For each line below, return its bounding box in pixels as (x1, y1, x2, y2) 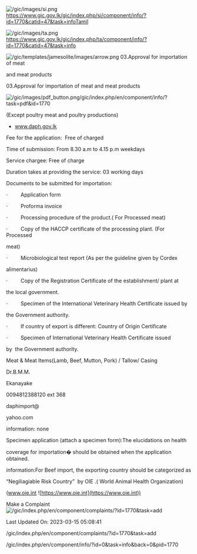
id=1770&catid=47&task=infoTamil (6, 18, 89, 25)
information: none (6, 425, 49, 432)
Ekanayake (6, 380, 33, 386)
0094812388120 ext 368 (6, 391, 66, 398)
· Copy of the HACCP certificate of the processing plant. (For (6, 225, 165, 232)
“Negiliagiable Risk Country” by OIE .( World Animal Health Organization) (6, 478, 183, 485)
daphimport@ (6, 403, 39, 409)
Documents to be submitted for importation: (6, 180, 112, 186)
